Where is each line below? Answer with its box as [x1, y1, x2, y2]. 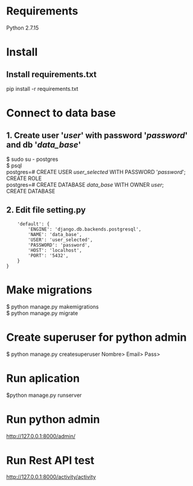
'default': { [17, 221, 50, 227]
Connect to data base [6, 107, 116, 120]
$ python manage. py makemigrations [6, 303, 99, 310]
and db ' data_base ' [6, 140, 81, 150]
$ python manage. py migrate [6, 309, 78, 317]
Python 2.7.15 [6, 24, 39, 31]
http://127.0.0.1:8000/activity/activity [6, 473, 96, 481]
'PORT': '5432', [28, 252, 69, 258]
